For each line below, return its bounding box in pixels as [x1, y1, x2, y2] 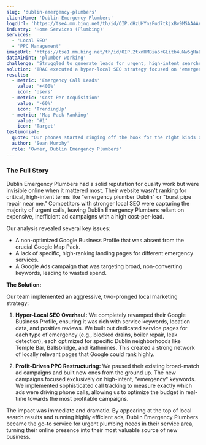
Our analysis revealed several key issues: [6, 225, 110, 232]
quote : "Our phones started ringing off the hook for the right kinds [12, 134, 196, 141]
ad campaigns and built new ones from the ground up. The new [15, 369, 177, 376]
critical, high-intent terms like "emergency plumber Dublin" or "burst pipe [6, 193, 192, 200]
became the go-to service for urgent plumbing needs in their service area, [6, 420, 194, 427]
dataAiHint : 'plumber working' [6, 55, 86, 61]
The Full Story [6, 166, 49, 175]
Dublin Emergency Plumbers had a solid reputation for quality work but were [6, 180, 199, 187]
